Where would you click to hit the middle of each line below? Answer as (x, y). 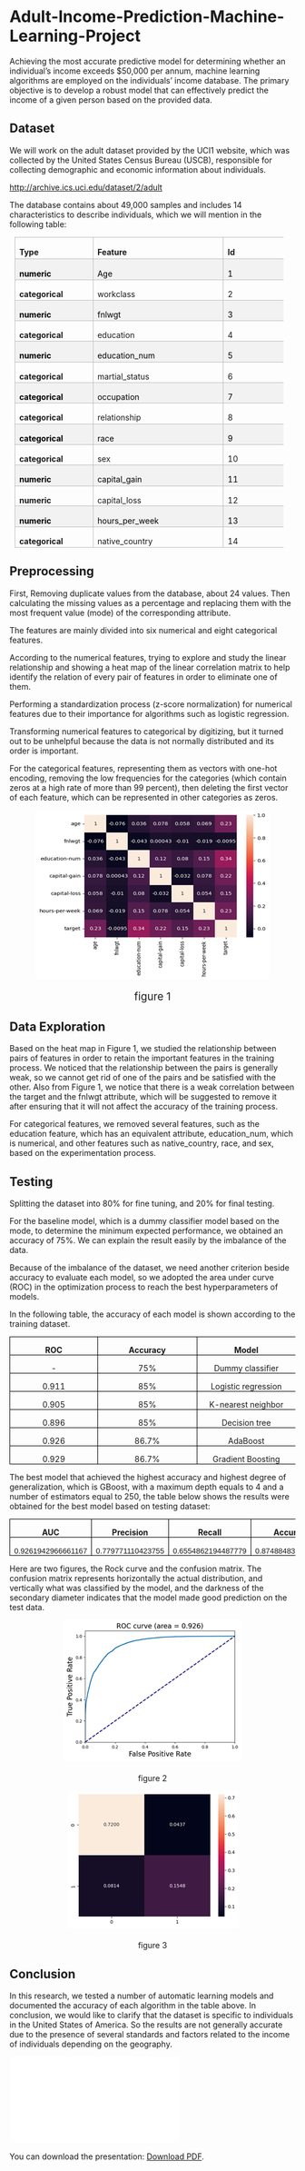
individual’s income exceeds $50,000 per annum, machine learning (135, 71)
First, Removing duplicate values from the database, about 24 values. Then (150, 593)
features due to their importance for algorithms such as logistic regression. (149, 713)
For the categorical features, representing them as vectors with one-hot (143, 768)
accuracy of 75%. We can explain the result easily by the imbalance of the (148, 1240)
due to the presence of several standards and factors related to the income (150, 2035)
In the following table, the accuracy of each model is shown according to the (152, 1314)
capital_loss (119, 500)
